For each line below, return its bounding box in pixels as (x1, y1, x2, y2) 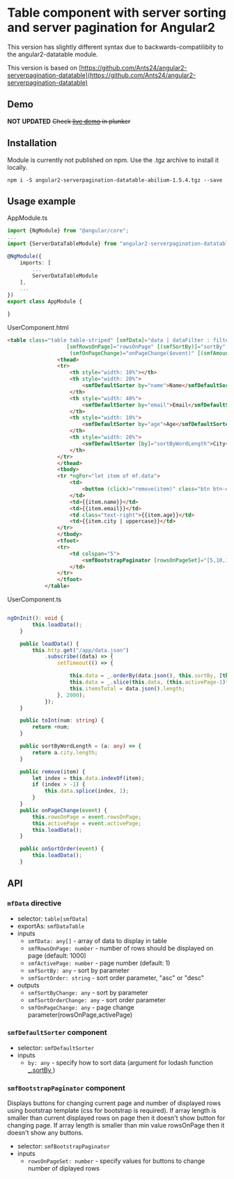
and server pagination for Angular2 (7, 19, 216, 35)
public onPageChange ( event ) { (19, 807, 108, 814)
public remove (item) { (19, 768, 86, 775)
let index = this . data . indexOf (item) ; (32, 775, 145, 782)
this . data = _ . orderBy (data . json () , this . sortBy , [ (69, 672, 223, 679)
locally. (7, 163, 28, 171)
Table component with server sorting (7, 5, 226, 21)
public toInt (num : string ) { (19, 717, 104, 725)
